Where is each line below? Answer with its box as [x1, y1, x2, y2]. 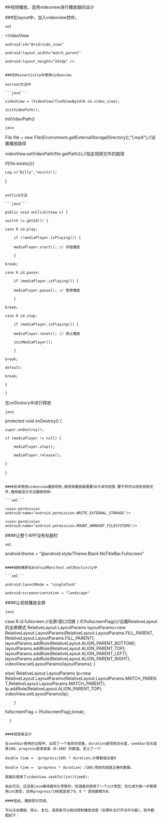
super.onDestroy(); [5, 427, 44, 432]
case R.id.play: [5, 227, 38, 232]
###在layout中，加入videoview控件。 [5, 15, 80, 20]
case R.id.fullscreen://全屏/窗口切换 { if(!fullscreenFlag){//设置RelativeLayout [5, 618, 158, 624]
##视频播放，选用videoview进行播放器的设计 [5, 4, 94, 10]
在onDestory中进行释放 [5, 400, 52, 406]
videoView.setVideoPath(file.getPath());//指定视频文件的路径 [5, 151, 125, 157]
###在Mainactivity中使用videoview [5, 73, 72, 78]
